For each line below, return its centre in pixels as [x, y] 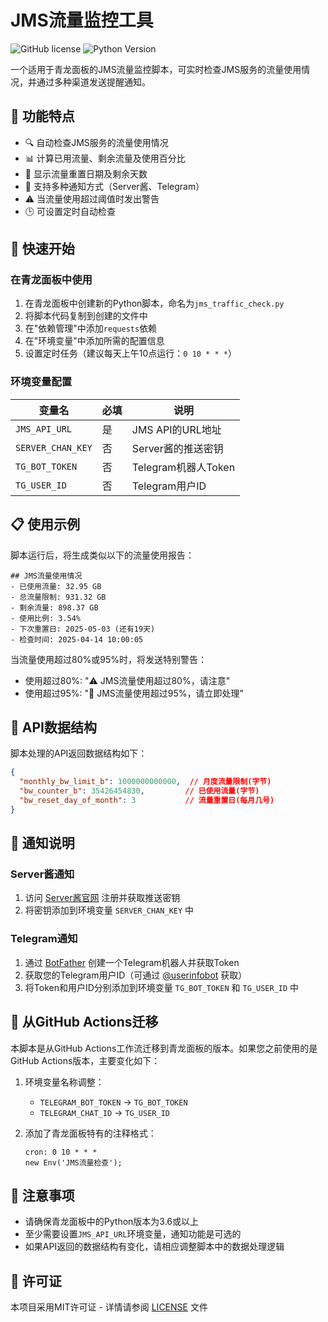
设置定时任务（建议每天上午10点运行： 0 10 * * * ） [130, 353]
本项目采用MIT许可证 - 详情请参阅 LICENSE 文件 [109, 1307]
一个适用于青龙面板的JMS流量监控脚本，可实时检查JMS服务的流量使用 [156, 69]
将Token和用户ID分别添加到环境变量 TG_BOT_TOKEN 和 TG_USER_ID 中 [162, 987]
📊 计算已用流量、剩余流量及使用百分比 [105, 158]
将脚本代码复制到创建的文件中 [86, 316]
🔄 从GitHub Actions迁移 [84, 1022]
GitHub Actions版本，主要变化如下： [85, 1060]
